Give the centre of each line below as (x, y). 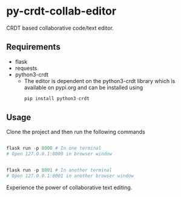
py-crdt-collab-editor (61, 11)
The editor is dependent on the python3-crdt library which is (100, 81)
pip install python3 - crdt (57, 98)
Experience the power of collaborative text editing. (69, 187)
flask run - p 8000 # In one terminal (54, 149)
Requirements (33, 47)
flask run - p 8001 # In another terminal (59, 170)
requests (26, 68)
